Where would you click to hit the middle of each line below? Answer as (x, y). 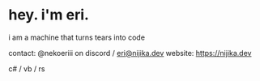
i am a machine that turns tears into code (77, 37)
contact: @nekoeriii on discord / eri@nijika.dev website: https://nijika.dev (130, 53)
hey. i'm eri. (49, 15)
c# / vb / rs (27, 68)
